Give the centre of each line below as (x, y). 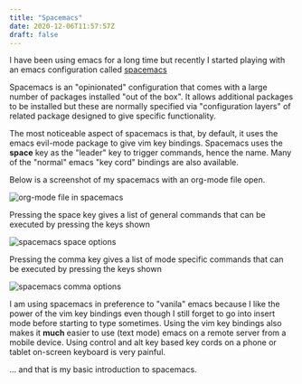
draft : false (34, 34)
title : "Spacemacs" (46, 18)
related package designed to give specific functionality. (113, 116)
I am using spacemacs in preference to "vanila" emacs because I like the (145, 304)
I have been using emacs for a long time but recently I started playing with (147, 61)
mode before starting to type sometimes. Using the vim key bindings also (146, 323)
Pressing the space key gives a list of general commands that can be (138, 215)
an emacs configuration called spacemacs (88, 70)
